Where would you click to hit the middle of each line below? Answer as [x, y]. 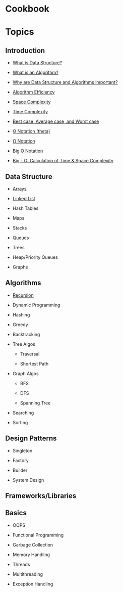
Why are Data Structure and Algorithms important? [65, 82]
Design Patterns [31, 439]
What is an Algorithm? [36, 73]
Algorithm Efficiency [34, 92]
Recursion [23, 295]
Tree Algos [24, 344]
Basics [16, 513]
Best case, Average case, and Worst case [56, 121]
